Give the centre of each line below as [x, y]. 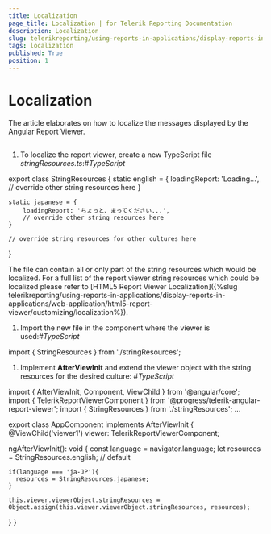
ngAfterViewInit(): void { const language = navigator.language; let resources [135, 449]
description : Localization [54, 31]
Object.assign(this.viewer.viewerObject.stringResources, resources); [129, 507]
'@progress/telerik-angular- [214, 400]
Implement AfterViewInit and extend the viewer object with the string [135, 368]
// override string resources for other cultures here [102, 239]
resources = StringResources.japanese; [83, 479]
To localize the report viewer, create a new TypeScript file [116, 155]
